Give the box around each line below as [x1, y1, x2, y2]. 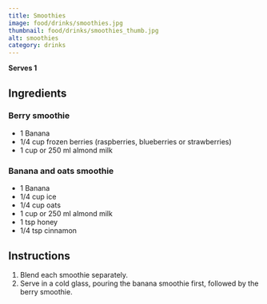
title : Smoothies [8, 11, 66, 20]
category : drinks [8, 41, 66, 49]
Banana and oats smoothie [8, 165, 114, 176]
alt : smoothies [8, 34, 59, 42]
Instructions [8, 249, 70, 263]
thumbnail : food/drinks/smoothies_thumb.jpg [8, 26, 159, 34]
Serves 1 [8, 63, 38, 73]
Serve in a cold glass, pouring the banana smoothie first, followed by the [19, 278, 259, 288]
